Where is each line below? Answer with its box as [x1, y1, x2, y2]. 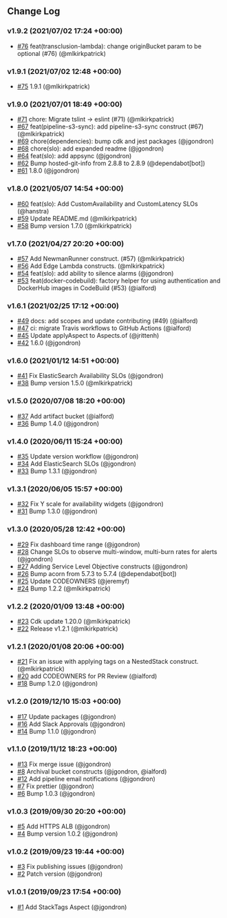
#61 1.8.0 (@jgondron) [17, 166, 80, 175]
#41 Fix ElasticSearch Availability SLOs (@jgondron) [17, 372, 164, 380]
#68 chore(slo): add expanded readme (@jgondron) [17, 144, 164, 153]
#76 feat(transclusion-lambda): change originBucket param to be [17, 41, 202, 50]
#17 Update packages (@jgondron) [17, 712, 117, 720]
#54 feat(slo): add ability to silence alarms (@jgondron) [17, 269, 174, 277]
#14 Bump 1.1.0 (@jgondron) [17, 727, 96, 735]
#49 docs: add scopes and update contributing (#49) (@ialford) [17, 317, 198, 325]
